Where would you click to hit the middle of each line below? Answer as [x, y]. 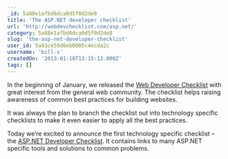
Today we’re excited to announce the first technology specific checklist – [111, 133]
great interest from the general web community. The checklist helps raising [114, 92]
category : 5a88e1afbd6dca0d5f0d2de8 [60, 33]
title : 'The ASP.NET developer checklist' [69, 20]
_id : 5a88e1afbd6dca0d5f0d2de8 [52, 13]
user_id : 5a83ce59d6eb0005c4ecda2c [58, 46]
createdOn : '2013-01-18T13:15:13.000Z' [65, 59]
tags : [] [20, 65]
